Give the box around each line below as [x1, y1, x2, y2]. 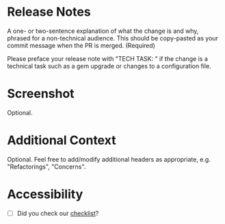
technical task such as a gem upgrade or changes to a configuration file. [7, 62, 212, 70]
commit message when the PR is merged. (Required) [7, 41, 156, 49]
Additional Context [7, 133, 116, 148]
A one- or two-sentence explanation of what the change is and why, [7, 27, 199, 35]
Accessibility [7, 186, 83, 202]
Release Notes [7, 4, 91, 20]
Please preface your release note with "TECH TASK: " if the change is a [7, 54, 209, 62]
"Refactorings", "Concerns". [7, 162, 86, 171]
